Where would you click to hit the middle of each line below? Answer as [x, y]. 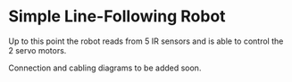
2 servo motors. [38, 50]
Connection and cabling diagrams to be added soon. [105, 68]
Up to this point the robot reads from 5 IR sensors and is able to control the [146, 41]
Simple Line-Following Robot [117, 16]
